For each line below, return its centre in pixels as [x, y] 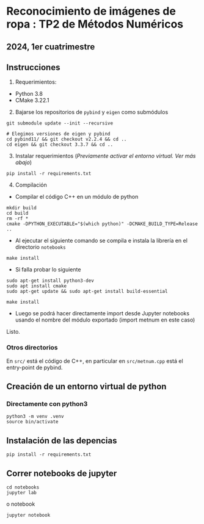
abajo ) [24, 162]
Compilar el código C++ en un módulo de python [77, 197]
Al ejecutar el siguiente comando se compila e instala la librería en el [101, 241]
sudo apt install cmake [37, 286]
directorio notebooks [40, 247]
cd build [17, 214]
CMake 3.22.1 [32, 100]
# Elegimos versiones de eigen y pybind [59, 134]
